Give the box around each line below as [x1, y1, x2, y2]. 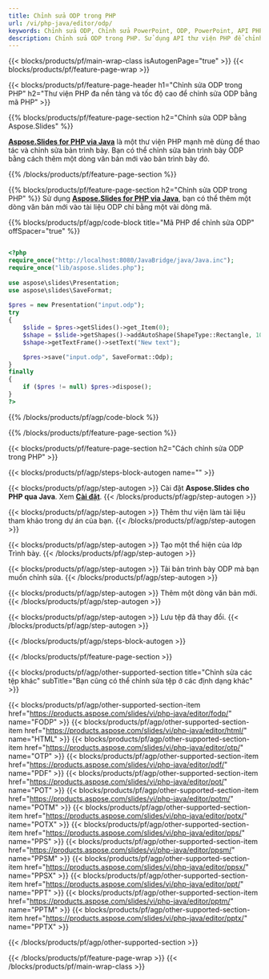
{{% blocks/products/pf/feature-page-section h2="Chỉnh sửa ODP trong [8, 186, 247, 195]
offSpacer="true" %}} [8, 226, 81, 236]
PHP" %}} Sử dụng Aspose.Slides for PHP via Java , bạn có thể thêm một [8, 194, 251, 203]
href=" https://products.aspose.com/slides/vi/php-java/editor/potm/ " [8, 793, 234, 803]
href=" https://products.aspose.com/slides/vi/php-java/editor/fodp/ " [8, 708, 232, 718]
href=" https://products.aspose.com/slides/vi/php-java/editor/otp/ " [24, 742, 244, 752]
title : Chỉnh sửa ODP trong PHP [8, 11, 116, 20]
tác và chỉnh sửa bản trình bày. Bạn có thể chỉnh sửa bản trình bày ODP [8, 145, 244, 155]
